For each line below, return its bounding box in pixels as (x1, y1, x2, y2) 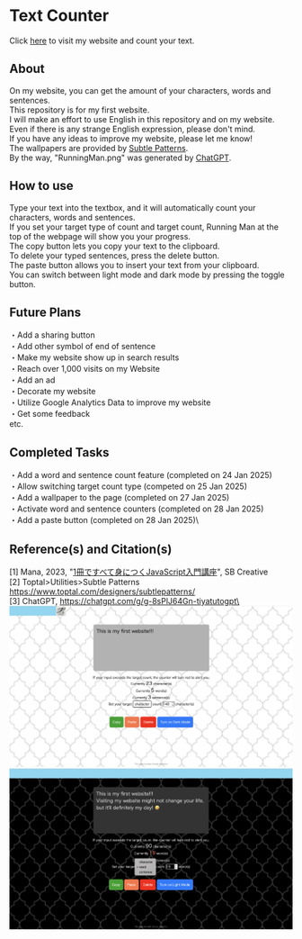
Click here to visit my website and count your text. (9, 35, 195, 46)
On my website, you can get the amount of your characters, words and (9, 85, 271, 95)
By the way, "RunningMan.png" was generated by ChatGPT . (9, 152, 232, 163)
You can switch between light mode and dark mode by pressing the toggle (9, 269, 285, 280)
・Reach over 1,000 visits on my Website (9, 364, 160, 375)
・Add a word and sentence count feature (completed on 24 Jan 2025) (9, 470, 272, 481)
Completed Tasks (9, 445, 110, 460)
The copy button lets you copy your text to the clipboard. (9, 240, 220, 251)
